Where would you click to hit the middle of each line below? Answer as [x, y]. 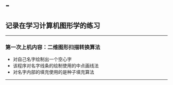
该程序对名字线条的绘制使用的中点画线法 [56, 66]
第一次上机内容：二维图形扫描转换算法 [53, 47]
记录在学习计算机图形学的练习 [53, 25]
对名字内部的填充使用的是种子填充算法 [53, 72]
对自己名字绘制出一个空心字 [42, 59]
